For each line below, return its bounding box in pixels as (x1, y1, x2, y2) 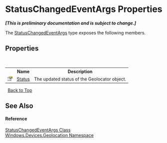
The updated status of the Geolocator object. (34, 76, 126, 82)
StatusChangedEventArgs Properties (5, 3, 163, 15)
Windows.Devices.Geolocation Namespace (5, 132, 94, 138)
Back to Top (7, 87, 32, 93)
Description (67, 68, 93, 74)
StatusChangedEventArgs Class (5, 126, 71, 133)
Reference (5, 115, 27, 121)
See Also (5, 101, 33, 110)
